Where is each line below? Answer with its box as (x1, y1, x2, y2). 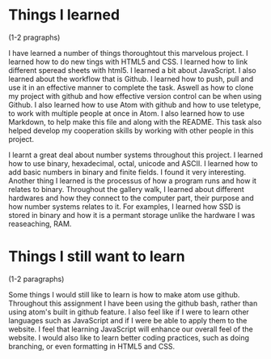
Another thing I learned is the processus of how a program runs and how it (8, 176, 257, 186)
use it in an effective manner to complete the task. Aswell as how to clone (8, 83, 254, 92)
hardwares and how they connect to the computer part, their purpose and (8, 193, 255, 203)
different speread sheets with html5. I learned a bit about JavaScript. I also (8, 65, 256, 75)
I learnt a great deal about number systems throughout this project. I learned (8, 150, 263, 160)
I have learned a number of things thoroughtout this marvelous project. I (8, 48, 248, 58)
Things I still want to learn (8, 247, 185, 266)
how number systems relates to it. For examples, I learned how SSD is (8, 201, 241, 212)
